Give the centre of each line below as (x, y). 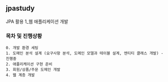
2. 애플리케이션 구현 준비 (29, 64)
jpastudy (20, 8)
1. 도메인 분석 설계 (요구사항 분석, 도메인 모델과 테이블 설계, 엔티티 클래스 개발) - (85, 53)
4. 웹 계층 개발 (20, 75)
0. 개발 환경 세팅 (22, 48)
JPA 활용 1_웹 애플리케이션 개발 (37, 21)
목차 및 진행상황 (24, 36)
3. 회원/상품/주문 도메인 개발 (33, 70)
